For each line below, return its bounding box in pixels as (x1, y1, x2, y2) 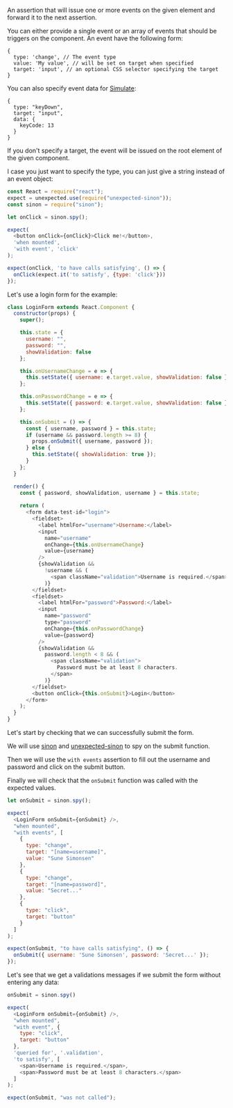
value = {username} (44, 548, 95, 555)
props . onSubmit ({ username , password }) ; (32, 438, 154, 445)
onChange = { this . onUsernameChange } (44, 541, 144, 548)
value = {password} (44, 631, 95, 639)
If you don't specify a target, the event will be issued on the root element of (7, 146, 223, 155)
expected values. (7, 784, 57, 792)
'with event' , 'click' (13, 246, 79, 253)
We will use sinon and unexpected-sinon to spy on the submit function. (7, 742, 210, 750)
